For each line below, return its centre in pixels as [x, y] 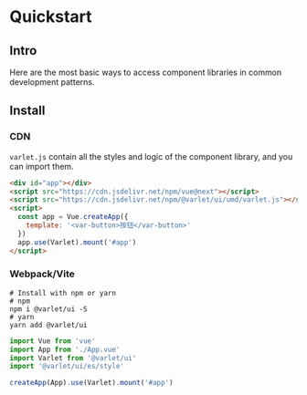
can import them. [42, 166]
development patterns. [52, 82]
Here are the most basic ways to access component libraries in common [146, 72]
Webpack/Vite [42, 274]
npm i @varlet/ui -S [49, 309]
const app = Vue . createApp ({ [73, 217]
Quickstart [51, 17]
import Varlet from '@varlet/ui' [73, 358]
